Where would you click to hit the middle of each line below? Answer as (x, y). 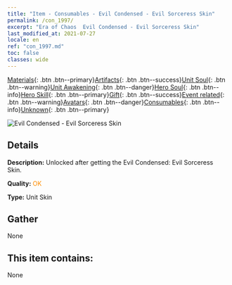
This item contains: (50, 258)
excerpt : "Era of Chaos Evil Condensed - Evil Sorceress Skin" (103, 27)
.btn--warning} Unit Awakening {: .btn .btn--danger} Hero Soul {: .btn (104, 87)
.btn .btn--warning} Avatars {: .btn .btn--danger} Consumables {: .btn (104, 102)
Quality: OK (25, 183)
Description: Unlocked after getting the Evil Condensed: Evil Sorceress (110, 162)
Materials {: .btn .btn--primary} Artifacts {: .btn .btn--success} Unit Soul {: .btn (117, 80)
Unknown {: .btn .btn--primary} (65, 109)
